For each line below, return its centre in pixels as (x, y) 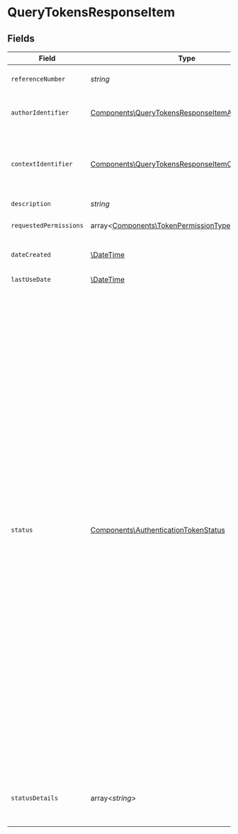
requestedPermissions (47, 225)
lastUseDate (31, 279)
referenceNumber (38, 79)
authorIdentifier (40, 113)
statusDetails (35, 798)
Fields (21, 39)
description (31, 204)
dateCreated (31, 255)
